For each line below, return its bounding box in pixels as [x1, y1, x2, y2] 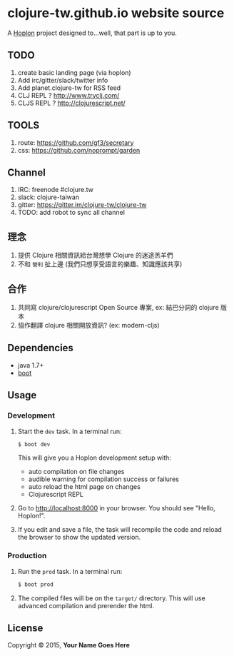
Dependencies [7, 342, 73, 354]
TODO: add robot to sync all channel [17, 208, 125, 217]
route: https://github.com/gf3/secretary [17, 138, 134, 147]
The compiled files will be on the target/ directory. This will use [17, 594, 205, 602]
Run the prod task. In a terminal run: [17, 567, 123, 575]
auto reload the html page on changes [28, 483, 141, 491]
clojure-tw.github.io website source [7, 5, 225, 21]
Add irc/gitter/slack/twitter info [17, 76, 108, 84]
